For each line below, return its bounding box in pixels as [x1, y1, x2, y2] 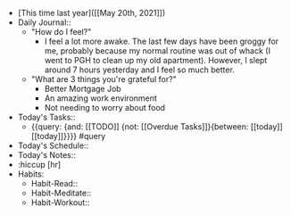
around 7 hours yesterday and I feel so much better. [44, 64, 235, 75]
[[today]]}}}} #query [30, 131, 105, 141]
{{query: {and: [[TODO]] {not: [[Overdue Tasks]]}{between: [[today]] [30, 121, 283, 132]
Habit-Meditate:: [30, 187, 92, 198]
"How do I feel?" [30, 27, 92, 37]
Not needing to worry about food [44, 103, 166, 112]
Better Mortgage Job [44, 84, 122, 94]
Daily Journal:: [17, 17, 71, 28]
